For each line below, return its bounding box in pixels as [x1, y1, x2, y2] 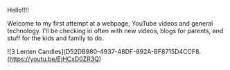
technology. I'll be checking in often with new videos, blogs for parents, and [7, 27, 224, 35]
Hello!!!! [7, 6, 29, 14]
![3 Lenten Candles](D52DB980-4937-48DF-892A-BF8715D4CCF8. [7, 48, 201, 55]
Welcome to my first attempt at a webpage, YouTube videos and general [7, 19, 213, 27]
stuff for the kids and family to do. [7, 34, 104, 42]
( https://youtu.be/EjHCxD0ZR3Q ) [7, 55, 102, 63]
